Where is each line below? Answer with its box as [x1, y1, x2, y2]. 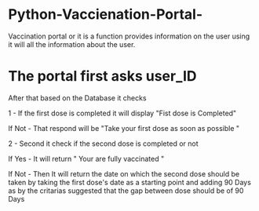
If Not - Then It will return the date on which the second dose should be [8, 169, 240, 178]
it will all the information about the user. [8, 39, 136, 49]
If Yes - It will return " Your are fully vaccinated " [8, 154, 165, 163]
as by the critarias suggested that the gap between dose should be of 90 [8, 186, 244, 195]
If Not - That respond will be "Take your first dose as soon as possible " [8, 123, 240, 133]
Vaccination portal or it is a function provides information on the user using [8, 31, 250, 41]
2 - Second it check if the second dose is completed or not [8, 139, 199, 148]
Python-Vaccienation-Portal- [8, 5, 202, 24]
